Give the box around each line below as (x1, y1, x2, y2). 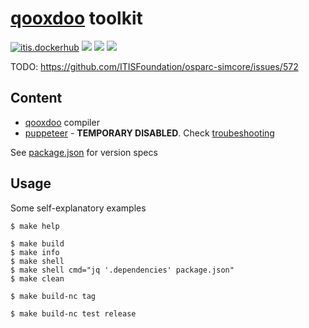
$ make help (10, 221, 60, 231)
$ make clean (10, 273, 65, 284)
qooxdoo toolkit (10, 7, 143, 30)
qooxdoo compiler (24, 116, 100, 128)
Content (10, 90, 63, 107)
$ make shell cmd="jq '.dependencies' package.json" (10, 265, 235, 275)
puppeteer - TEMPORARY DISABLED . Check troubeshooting (24, 127, 275, 139)
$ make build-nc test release (10, 308, 137, 319)
